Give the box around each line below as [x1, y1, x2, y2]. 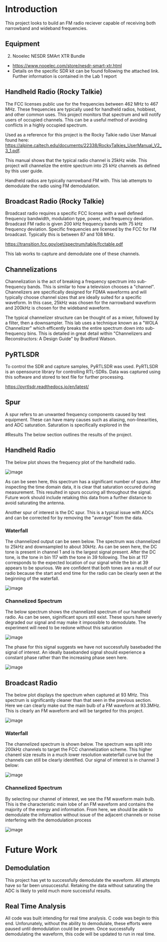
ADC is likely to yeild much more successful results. [5, 888, 112, 894]
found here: [5, 137, 29, 143]
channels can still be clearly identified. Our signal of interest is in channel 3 [5, 757, 160, 763]
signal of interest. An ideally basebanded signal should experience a [5, 649, 146, 656]
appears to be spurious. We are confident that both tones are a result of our [5, 564, 161, 571]
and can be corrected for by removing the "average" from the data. [5, 515, 143, 521]
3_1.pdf [5, 147, 19, 153]
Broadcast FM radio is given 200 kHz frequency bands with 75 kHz [5, 221, 143, 227]
